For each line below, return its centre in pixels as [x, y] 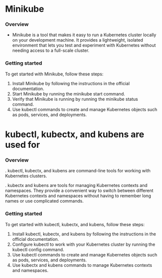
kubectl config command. [38, 249]
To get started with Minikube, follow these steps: [54, 74]
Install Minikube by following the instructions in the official [71, 83]
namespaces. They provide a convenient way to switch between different [79, 191]
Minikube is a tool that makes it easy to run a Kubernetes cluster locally [84, 35]
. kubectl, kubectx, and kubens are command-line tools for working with [78, 171]
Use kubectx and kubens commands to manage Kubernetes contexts [82, 265]
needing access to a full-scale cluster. [51, 50]
